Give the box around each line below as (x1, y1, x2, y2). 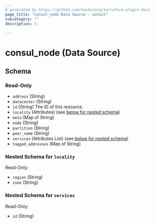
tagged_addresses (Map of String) (12, 141, 81, 147)
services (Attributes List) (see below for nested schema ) (12, 135, 129, 141)
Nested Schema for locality (5, 153, 75, 160)
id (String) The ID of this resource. (12, 104, 84, 110)
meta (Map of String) (12, 114, 54, 120)
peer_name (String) (12, 130, 50, 136)
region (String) (12, 174, 43, 180)
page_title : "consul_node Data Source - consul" (5, 12, 108, 17)
